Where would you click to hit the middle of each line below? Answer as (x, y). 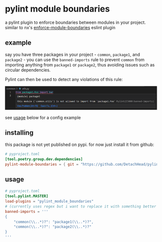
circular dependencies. (28, 70)
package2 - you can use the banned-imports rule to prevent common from (75, 60)
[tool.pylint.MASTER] (27, 196)
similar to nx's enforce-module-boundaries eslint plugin (60, 27)
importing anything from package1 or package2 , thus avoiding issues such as (80, 65)
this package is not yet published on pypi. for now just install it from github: (80, 145)
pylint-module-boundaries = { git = (42, 164)
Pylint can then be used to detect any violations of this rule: (64, 79)
